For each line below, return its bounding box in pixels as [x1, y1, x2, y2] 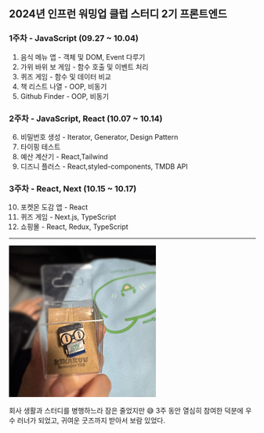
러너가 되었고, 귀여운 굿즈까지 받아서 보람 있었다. [16, 416, 165, 425]
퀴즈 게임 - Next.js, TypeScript [20, 213, 117, 222]
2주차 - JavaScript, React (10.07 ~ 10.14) [9, 113, 163, 124]
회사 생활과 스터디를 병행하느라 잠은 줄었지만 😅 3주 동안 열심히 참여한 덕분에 [9, 406, 244, 416]
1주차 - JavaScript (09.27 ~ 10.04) [9, 33, 139, 44]
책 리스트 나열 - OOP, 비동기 [20, 82, 107, 91]
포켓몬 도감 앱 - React [20, 202, 89, 212]
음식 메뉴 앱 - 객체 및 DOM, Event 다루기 [20, 52, 146, 61]
